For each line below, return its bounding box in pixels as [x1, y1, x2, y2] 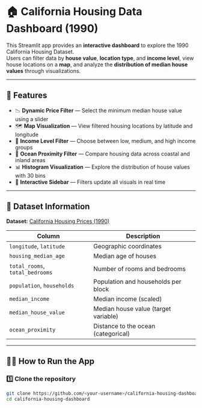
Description [126, 231, 161, 240]
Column [37, 231, 60, 240]
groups [14, 143, 33, 151]
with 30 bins [14, 172, 46, 179]
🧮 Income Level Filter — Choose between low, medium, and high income [14, 137, 196, 145]
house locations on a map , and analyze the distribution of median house [6, 61, 188, 68]
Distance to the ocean [93, 322, 156, 330]
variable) [93, 312, 118, 320]
